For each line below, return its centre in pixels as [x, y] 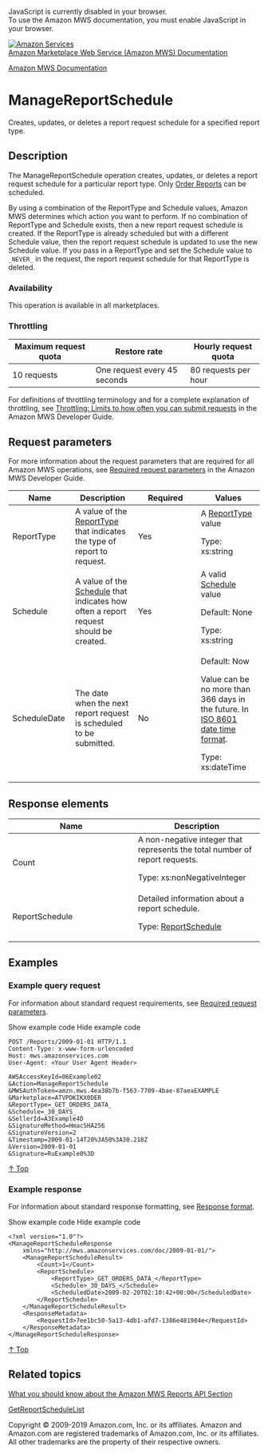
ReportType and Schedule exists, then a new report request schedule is [126, 225]
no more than [226, 689]
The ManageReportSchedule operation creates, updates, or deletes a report [133, 175]
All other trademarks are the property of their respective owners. [114, 1441]
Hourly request [223, 347]
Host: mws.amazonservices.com [59, 1056]
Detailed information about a [191, 898]
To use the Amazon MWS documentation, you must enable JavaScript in [127, 20]
